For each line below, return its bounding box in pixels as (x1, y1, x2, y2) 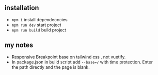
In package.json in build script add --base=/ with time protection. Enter (11, 59, 153, 65)
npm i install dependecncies (11, 16, 68, 22)
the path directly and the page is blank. (11, 64, 90, 70)
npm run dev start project (11, 22, 62, 28)
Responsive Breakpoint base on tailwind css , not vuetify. (11, 54, 126, 60)
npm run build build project (11, 27, 66, 33)
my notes (4, 41, 33, 49)
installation (4, 4, 39, 12)
